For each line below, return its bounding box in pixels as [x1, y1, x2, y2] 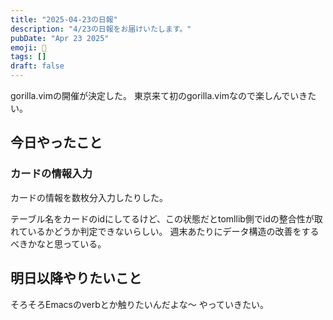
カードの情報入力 [10, 167, 93, 181]
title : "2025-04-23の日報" [10, 14, 118, 25]
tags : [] [10, 52, 47, 62]
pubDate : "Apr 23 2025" [10, 33, 110, 43]
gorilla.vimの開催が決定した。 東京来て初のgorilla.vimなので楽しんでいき [10, 90, 308, 101]
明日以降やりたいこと [10, 270, 142, 287]
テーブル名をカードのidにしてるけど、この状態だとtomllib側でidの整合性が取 [10, 212, 323, 225]
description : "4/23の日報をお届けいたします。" [10, 24, 192, 34]
